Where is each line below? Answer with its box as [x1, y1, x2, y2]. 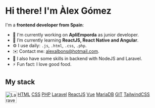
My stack [5, 78, 35, 86]
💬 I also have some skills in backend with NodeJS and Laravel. [12, 55, 142, 61]
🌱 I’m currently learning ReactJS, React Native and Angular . [12, 37, 139, 43]
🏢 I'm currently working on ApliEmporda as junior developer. [12, 31, 139, 38]
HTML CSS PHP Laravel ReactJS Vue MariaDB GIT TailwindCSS [17, 91, 150, 97]
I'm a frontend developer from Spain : [5, 22, 84, 28]
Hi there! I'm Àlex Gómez [5, 5, 112, 17]
